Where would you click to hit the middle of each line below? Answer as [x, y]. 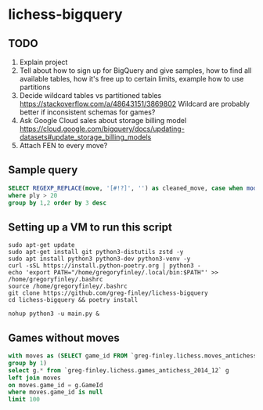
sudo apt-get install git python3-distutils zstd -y [96, 252]
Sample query [43, 170]
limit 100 [24, 400]
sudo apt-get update [42, 245]
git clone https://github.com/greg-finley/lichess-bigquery [108, 293]
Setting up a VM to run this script [90, 227]
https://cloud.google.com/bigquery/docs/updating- [102, 129]
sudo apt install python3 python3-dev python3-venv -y [99, 259]
